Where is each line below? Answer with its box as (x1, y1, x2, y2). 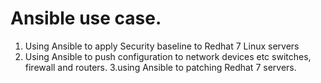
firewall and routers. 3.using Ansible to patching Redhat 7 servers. (24, 61, 297, 73)
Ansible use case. (10, 7, 162, 30)
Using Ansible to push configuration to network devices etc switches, (24, 50, 312, 62)
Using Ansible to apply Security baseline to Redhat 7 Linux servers (24, 40, 300, 52)
